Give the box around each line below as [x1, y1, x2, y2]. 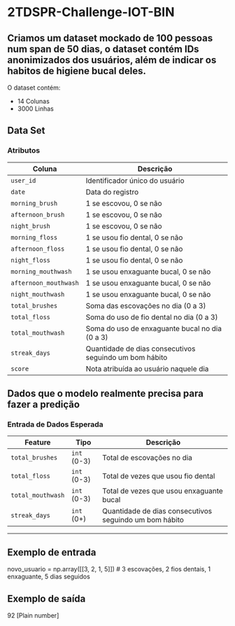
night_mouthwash [10, 290, 65, 298]
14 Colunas [17, 97, 50, 105]
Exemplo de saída [7, 592, 86, 604]
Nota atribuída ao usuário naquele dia [85, 363, 209, 373]
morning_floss [10, 233, 58, 242]
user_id [10, 176, 36, 184]
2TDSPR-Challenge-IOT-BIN [7, 4, 175, 20]
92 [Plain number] [7, 611, 59, 620]
